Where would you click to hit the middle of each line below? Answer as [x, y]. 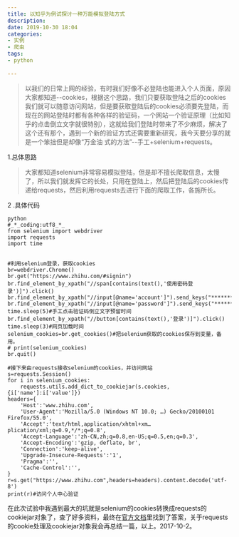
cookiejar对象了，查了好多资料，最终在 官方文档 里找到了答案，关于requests [118, 517]
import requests [31, 237]
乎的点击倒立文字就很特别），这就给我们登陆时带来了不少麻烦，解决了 [126, 124]
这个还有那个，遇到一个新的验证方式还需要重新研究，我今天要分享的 [124, 133]
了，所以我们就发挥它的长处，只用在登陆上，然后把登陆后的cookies [123, 181]
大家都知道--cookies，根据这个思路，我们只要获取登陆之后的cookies [125, 97]
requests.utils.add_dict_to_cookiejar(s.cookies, [95, 387]
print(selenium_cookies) [51, 348]
